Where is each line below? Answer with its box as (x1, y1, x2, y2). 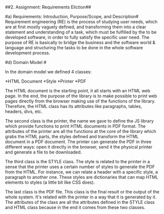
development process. (5, 50, 50, 56)
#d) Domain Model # (5, 60, 47, 65)
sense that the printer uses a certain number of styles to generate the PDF (5, 164, 155, 170)
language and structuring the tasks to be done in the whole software (5, 45, 143, 50)
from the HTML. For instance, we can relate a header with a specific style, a (5, 169, 158, 175)
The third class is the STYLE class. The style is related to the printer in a (5, 159, 150, 164)
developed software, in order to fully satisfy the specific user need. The (5, 34, 150, 40)
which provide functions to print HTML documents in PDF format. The (5, 123, 146, 129)
